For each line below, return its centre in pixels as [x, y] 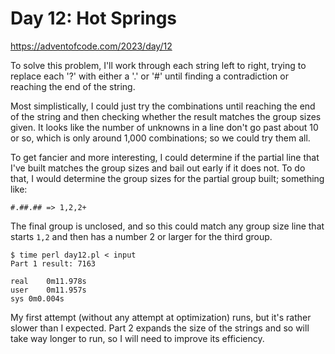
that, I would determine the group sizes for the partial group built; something [167, 178]
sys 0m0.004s [37, 298]
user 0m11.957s [48, 290]
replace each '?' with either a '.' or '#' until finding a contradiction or [149, 76]
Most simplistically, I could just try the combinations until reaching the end [163, 106]
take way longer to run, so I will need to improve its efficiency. [137, 338]
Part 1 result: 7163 [53, 263]
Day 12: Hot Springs [94, 18]
